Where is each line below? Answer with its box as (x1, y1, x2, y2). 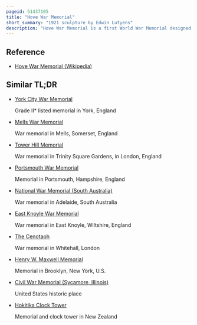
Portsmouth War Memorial (14, 164, 78, 171)
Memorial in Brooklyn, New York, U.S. (14, 267, 106, 274)
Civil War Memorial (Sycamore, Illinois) (14, 278, 109, 285)
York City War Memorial (14, 95, 73, 102)
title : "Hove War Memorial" (6, 14, 75, 20)
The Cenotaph (14, 233, 50, 240)
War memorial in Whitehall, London (14, 244, 100, 251)
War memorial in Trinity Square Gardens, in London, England (14, 152, 162, 160)
